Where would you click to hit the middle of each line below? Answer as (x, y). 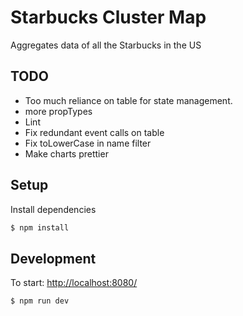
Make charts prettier (66, 153)
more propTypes (58, 111)
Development (53, 258)
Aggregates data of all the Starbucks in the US (106, 45)
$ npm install (40, 227)
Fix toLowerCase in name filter (88, 143)
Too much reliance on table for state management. (128, 100)
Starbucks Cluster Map (108, 17)
